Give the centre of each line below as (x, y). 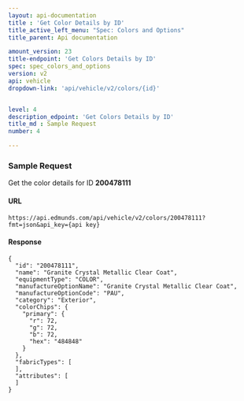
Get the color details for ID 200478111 (70, 183)
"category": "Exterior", (56, 300)
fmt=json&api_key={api (45, 225)
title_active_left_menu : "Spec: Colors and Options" (96, 30)
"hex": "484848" (55, 341)
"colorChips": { (42, 307)
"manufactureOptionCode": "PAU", (70, 293)
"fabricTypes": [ (44, 362)
